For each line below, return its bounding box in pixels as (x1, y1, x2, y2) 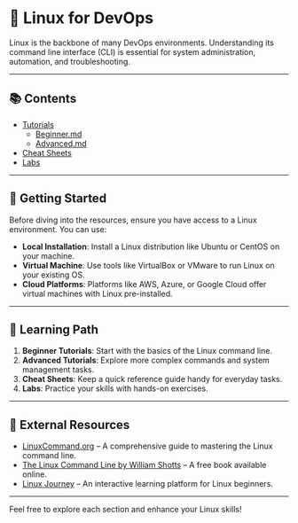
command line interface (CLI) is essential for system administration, (9, 46, 256, 57)
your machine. (21, 250, 75, 261)
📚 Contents (9, 91, 77, 106)
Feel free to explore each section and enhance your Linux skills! (9, 504, 242, 515)
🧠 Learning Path (9, 322, 99, 337)
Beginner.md (35, 129, 82, 139)
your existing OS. (21, 269, 86, 280)
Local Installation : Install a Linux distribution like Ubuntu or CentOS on (21, 241, 280, 252)
